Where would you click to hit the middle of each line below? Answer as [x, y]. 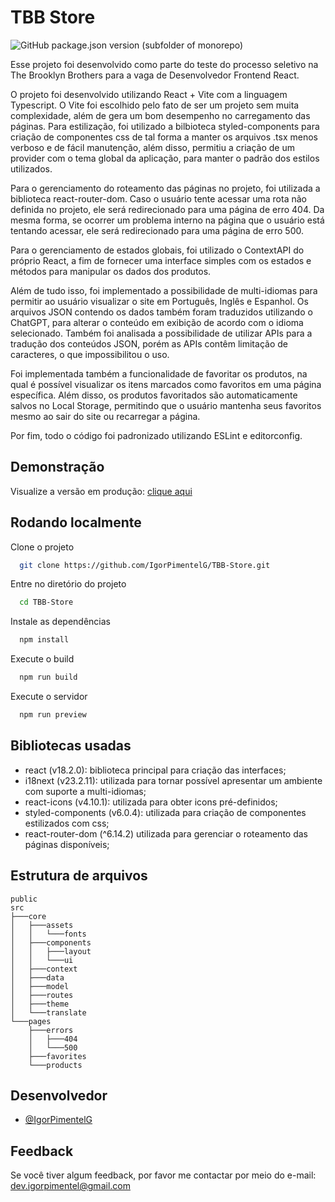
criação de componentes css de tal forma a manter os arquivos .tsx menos [164, 137]
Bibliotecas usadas [71, 746]
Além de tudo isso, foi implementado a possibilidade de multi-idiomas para [164, 290]
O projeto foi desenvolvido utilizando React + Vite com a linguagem [149, 94]
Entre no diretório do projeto [68, 584]
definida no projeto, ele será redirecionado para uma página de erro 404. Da [167, 209]
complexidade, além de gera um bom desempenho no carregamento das [160, 115]
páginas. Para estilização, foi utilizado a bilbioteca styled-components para [165, 126]
